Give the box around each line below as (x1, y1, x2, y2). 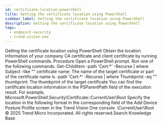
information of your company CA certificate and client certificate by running (5, 53, 157, 59)
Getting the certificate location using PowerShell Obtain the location (5, 47, 141, 54)
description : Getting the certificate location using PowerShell (5, 21, 140, 26)
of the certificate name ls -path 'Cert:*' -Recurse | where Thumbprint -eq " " (5, 74, 157, 80)
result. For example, (5, 89, 45, 95)
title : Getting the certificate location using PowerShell (5, 12, 127, 17)
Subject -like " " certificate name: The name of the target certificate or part (5, 68, 154, 74)
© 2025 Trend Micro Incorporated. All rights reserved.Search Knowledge (5, 110, 152, 116)
